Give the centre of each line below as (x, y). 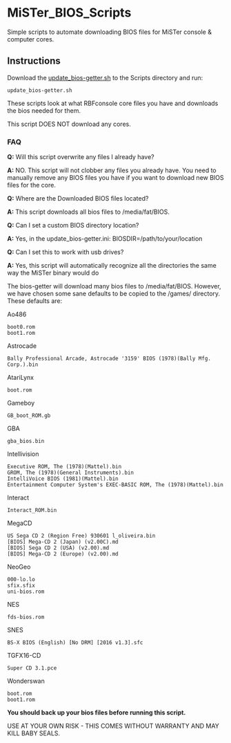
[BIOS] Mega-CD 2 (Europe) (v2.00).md (63, 554)
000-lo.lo (21, 580)
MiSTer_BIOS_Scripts (69, 13)
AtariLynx (21, 378)
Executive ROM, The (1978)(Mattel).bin (64, 467)
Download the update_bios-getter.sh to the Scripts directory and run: (105, 77)
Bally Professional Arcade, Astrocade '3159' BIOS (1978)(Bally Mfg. (109, 359)
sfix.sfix (21, 586)
